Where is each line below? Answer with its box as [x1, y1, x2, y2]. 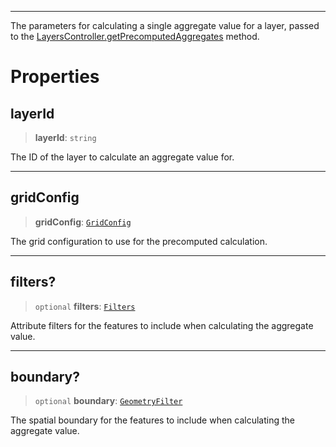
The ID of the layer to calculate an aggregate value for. [10, 151, 235, 163]
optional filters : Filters [34, 300, 136, 312]
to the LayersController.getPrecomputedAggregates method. [10, 31, 260, 42]
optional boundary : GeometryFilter [34, 395, 183, 407]
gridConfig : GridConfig [34, 216, 132, 228]
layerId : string [34, 132, 97, 143]
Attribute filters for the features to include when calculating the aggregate [10, 319, 314, 331]
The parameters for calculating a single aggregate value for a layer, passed [10, 20, 320, 31]
